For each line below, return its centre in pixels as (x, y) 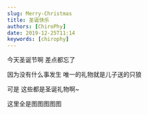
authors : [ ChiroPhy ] (37, 26)
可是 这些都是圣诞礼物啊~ (43, 89)
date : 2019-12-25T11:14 (41, 33)
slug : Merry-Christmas (40, 13)
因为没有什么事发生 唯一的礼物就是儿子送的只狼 (74, 75)
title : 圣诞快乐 (28, 20)
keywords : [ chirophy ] (38, 39)
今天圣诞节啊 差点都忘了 (41, 60)
